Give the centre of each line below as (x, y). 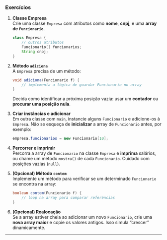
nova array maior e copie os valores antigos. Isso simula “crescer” (81, 222)
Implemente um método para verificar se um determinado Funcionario (84, 179)
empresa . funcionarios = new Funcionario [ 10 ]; (60, 139)
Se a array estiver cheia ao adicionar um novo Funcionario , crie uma (82, 217)
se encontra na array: (34, 184)
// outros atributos (43, 43)
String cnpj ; (35, 52)
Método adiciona (30, 65)
